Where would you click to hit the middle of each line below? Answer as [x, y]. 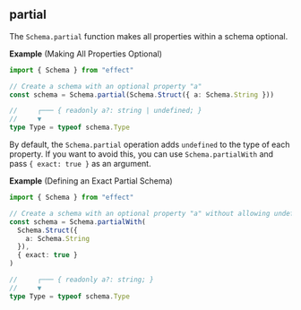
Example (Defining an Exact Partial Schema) [91, 181]
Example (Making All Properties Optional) [86, 54]
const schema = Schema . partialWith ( [77, 222]
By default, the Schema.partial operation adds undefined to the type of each [150, 145]
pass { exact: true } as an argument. [80, 164]
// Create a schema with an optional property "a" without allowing [140, 213]
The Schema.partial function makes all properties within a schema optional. [149, 36]
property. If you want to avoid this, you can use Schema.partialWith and [142, 154]
